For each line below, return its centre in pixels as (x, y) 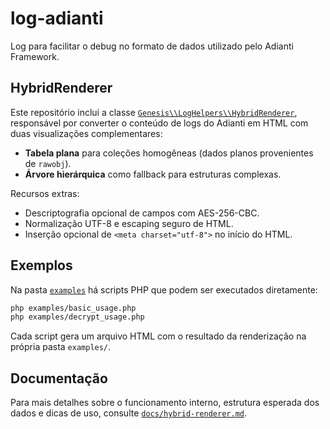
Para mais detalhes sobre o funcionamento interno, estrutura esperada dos (165, 403)
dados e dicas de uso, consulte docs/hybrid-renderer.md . (128, 413)
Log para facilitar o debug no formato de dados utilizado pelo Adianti (152, 46)
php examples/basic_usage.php (73, 308)
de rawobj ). (48, 163)
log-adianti (57, 18)
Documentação (59, 378)
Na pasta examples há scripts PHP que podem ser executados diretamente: (164, 289)
